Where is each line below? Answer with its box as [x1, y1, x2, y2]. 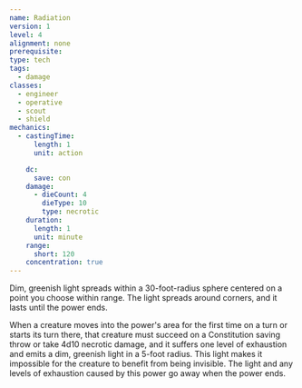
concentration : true [25, 258, 103, 267]
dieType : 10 [42, 199, 88, 208]
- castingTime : [17, 132, 75, 141]
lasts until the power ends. [9, 302, 108, 313]
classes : [9, 81, 43, 90]
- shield [17, 114, 51, 124]
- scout [17, 106, 47, 115]
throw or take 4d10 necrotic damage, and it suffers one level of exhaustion [9, 339, 287, 350]
